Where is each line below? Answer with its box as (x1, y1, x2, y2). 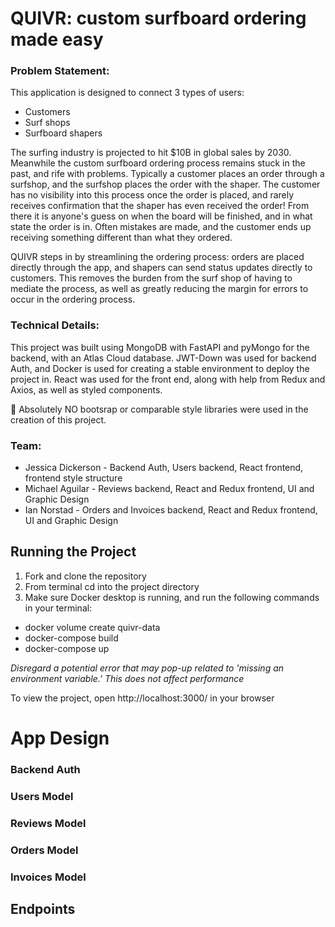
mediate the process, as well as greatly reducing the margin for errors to (10, 283, 309, 295)
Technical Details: (10, 318, 100, 332)
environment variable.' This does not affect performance (10, 672, 245, 684)
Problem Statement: (10, 64, 110, 78)
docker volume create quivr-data (24, 621, 161, 633)
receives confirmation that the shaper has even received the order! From (10, 200, 310, 212)
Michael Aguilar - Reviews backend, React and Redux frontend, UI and (24, 483, 315, 495)
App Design (10, 727, 110, 750)
